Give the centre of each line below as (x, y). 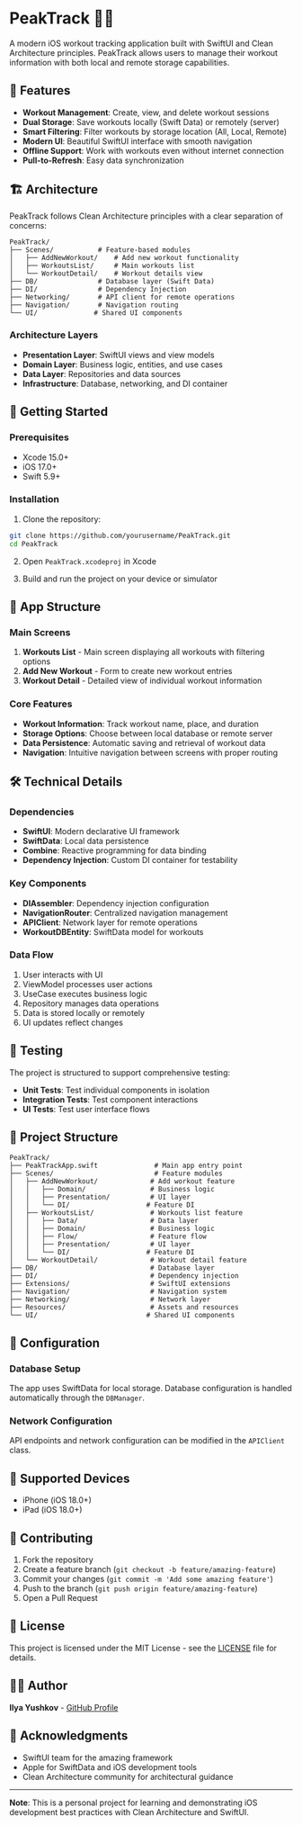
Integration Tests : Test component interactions (110, 1099)
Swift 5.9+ (41, 476)
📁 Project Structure (64, 1137)
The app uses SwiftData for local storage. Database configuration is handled (151, 1389)
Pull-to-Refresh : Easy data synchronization (103, 160)
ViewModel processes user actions (87, 984)
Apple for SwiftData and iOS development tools (110, 1767)
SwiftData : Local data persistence (86, 841)
